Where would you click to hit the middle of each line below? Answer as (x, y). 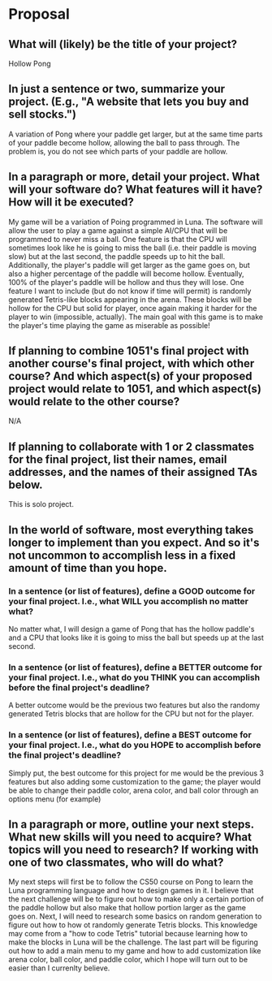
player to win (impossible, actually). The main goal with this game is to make (136, 317)
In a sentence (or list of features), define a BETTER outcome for (135, 667)
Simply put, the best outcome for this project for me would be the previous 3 (136, 773)
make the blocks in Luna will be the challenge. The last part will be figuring (133, 942)
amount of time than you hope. (88, 568)
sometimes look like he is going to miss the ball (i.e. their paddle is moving (133, 248)
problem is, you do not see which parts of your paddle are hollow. (118, 151)
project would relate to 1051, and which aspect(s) (135, 389)
